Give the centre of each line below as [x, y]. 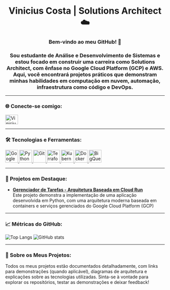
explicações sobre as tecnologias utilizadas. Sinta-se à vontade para [77, 277]
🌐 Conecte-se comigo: [34, 106]
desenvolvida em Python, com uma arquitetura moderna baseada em [84, 201]
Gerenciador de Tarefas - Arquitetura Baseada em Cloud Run [78, 190]
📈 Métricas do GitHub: [34, 224]
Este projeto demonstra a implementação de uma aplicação [74, 195]
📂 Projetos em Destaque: [36, 178]
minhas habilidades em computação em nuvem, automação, [85, 81]
